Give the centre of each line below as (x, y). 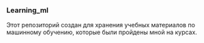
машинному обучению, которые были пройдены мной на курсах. (102, 32)
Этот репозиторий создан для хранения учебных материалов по (101, 25)
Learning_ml (28, 10)
